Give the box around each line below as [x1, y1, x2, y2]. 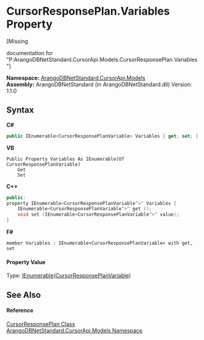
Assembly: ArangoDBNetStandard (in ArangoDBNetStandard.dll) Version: [6, 81, 192, 88]
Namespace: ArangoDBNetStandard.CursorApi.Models [6, 74, 146, 81]
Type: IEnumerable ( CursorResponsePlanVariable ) [6, 272, 131, 279]
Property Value [6, 258, 46, 265]
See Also [6, 289, 41, 300]
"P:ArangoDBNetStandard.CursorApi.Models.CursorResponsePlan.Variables [6, 56, 198, 63]
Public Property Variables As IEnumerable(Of [6, 156, 124, 162]
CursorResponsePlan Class [6, 320, 75, 328]
